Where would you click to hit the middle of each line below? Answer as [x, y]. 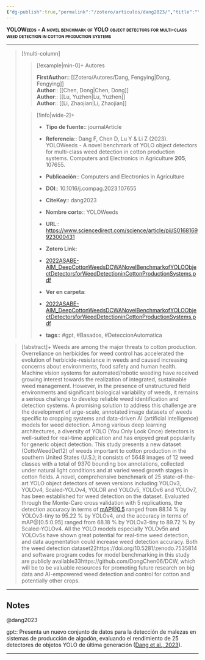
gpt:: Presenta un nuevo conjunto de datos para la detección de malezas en [101, 632]
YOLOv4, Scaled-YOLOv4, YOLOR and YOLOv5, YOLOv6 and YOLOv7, [109, 490]
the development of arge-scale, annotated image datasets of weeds [106, 412]
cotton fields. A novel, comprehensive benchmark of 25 [91, 477]
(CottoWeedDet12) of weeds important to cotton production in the [104, 450]
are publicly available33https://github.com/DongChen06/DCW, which [108, 561]
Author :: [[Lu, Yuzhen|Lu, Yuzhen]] [81, 97]
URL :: [52, 224]
